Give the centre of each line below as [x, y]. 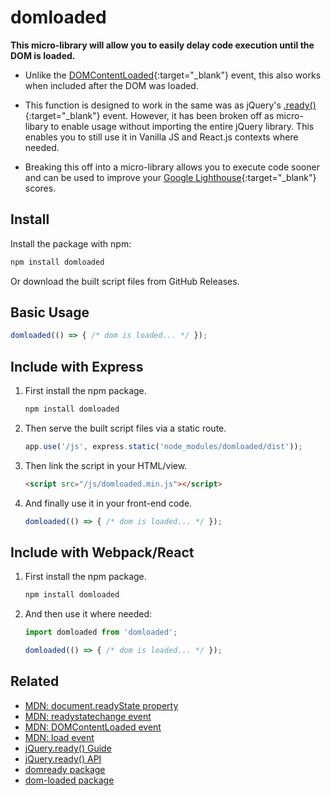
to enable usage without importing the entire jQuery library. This [182, 126]
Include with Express [77, 366]
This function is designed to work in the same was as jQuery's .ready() [170, 105]
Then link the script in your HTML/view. [106, 465]
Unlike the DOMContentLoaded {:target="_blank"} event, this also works [173, 75]
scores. [40, 188]
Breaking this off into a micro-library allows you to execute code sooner [172, 167]
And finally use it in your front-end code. [108, 503]
